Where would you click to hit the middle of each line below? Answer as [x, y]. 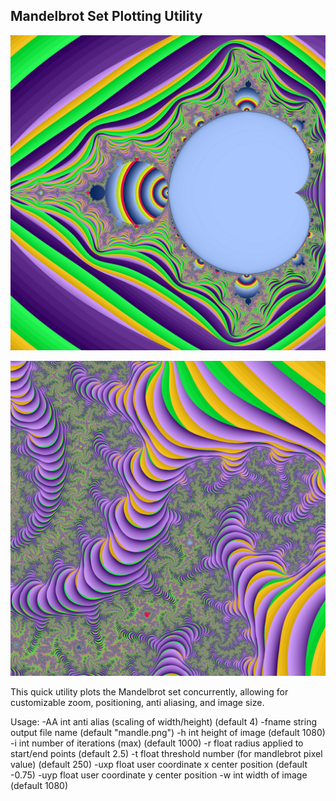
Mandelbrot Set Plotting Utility [106, 16]
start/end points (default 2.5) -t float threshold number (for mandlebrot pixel [166, 753]
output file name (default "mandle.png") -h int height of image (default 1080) [168, 732]
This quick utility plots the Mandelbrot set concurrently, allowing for [149, 691]
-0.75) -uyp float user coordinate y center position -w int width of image [159, 775]
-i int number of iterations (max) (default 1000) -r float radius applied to [157, 743]
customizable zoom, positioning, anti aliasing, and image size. [137, 702]
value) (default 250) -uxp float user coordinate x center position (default [159, 764]
